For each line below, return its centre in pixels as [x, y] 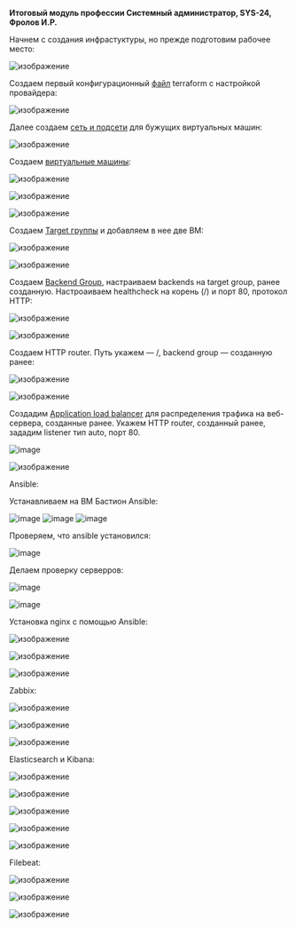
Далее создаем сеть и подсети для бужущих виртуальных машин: [136, 127]
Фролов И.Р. [33, 22]
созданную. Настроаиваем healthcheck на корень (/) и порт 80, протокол [148, 291]
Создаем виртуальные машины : [70, 162]
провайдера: [33, 93]
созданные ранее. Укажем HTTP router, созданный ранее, [156, 423]
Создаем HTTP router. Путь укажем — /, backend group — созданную [141, 353]
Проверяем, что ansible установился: [80, 535]
